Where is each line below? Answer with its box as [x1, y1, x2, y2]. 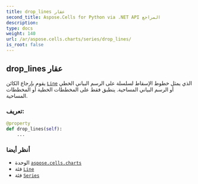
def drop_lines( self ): [6, 126, 62, 132]
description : [6, 20, 39, 26]
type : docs [6, 25, 33, 31]
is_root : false [6, 42, 44, 48]
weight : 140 [6, 31, 36, 37]
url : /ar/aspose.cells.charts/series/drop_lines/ [6, 36, 132, 42]
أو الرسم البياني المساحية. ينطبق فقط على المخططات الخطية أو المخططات [6, 85, 174, 93]
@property [6, 120, 31, 126]
